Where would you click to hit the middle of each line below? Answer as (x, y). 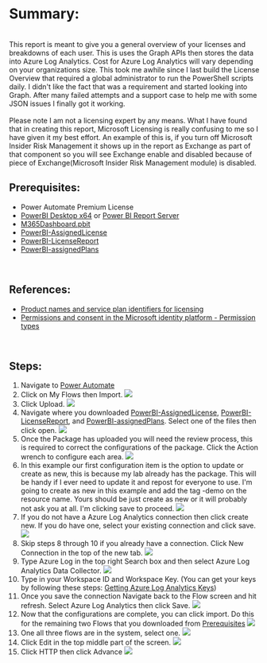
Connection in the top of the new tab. (81, 553)
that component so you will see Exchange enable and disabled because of (131, 154)
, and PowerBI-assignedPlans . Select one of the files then (162, 421)
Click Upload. (43, 404)
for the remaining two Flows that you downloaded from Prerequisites (133, 624)
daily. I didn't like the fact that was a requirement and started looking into (128, 86)
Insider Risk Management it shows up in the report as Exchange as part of (130, 146)
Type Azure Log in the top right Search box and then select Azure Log (135, 561)
